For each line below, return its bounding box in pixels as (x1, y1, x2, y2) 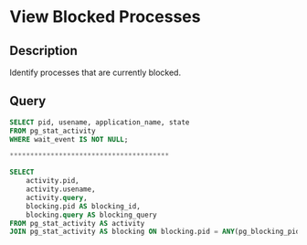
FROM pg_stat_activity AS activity (9, 218, 145, 228)
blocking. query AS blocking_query (26, 210, 157, 219)
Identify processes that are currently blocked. (9, 67, 181, 78)
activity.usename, (26, 185, 96, 194)
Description (9, 43, 78, 59)
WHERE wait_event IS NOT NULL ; (9, 134, 129, 144)
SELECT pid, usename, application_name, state (9, 117, 190, 127)
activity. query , (26, 193, 89, 202)
